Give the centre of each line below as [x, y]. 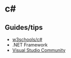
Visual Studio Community [39, 50]
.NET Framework [30, 45]
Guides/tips [24, 27]
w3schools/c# [27, 39]
